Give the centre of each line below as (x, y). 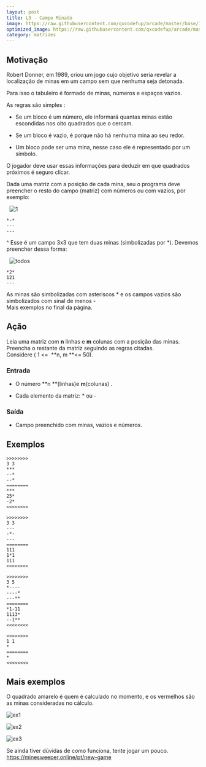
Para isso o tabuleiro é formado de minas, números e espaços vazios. (94, 93)
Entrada (18, 371)
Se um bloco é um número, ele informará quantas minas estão (94, 117)
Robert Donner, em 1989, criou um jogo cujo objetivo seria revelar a (91, 74)
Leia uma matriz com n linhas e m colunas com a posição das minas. (93, 341)
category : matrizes (31, 35)
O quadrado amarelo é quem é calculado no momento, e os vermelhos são (101, 696)
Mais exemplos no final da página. (50, 307)
